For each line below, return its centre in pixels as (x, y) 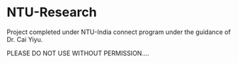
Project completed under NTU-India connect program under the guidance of (119, 32)
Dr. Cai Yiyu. (25, 39)
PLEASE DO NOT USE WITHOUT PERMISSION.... (78, 53)
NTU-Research (52, 12)
